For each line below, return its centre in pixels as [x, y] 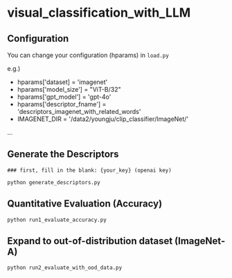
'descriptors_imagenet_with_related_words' [79, 112]
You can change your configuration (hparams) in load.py [88, 55]
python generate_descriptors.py [54, 182]
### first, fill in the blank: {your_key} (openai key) [89, 170]
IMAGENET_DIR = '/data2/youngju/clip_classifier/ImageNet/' [103, 119]
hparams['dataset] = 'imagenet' [62, 82]
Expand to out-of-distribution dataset [90, 241]
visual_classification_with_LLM [99, 13]
